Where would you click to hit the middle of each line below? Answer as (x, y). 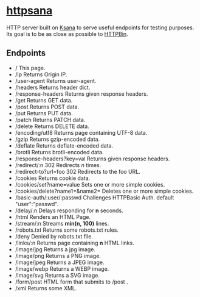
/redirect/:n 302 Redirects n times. (58, 165)
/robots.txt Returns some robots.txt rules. (67, 230)
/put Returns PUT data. (44, 113)
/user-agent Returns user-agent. (56, 81)
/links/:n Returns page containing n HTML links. (75, 243)
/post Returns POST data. (47, 107)
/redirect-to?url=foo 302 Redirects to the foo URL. (78, 171)
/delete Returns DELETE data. (52, 126)
